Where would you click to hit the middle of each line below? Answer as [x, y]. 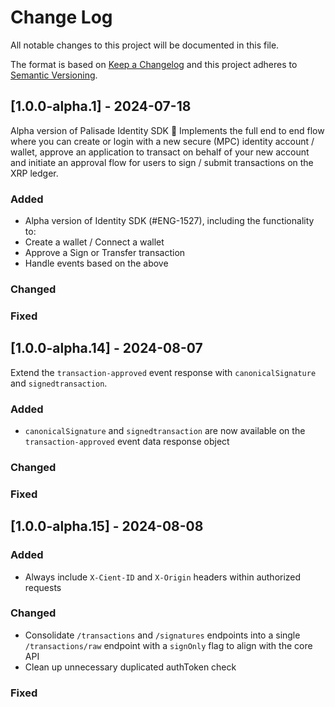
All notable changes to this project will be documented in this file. [145, 45]
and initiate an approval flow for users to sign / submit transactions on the [162, 162]
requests [43, 587]
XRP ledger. [34, 173]
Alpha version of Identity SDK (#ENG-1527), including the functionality [169, 221]
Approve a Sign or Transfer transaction [105, 253]
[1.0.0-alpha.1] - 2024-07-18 [101, 106]
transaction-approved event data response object [127, 441]
